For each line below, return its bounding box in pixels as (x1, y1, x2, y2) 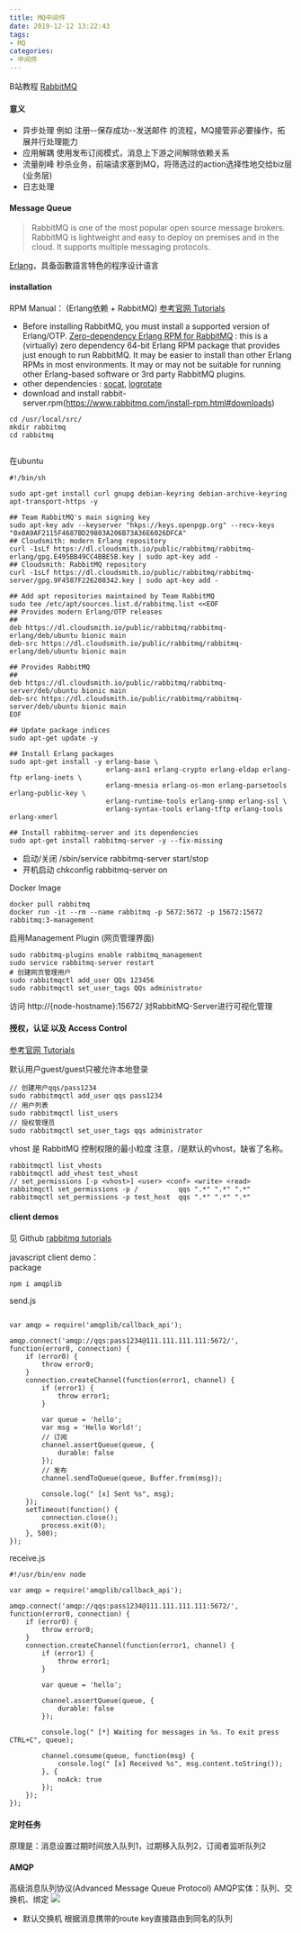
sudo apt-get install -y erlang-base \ (9, 757, 159, 766)
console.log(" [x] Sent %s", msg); (41, 1490, 175, 1499)
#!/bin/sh (9, 473, 47, 482)
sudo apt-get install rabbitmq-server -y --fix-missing (9, 835, 223, 845)
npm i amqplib (9, 1280, 63, 1289)
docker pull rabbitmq (9, 899, 91, 908)
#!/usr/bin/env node (9, 1570, 87, 1580)
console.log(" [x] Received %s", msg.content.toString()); (57, 1759, 283, 1769)
